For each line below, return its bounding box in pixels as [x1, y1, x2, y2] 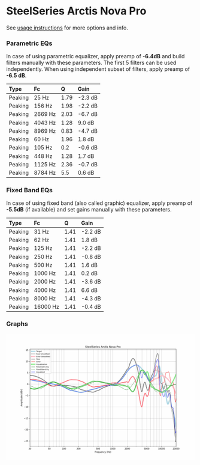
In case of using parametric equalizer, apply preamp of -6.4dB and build [6, 53, 185, 60]
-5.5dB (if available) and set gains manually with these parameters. [6, 206, 172, 213]
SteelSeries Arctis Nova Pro [6, 4, 147, 18]
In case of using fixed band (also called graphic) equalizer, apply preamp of [6, 199, 193, 207]
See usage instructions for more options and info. [6, 24, 129, 31]
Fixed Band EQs [6, 186, 53, 194]
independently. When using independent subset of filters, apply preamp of [6, 65, 190, 73]
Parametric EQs [6, 39, 53, 47]
